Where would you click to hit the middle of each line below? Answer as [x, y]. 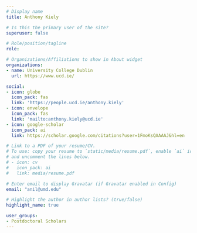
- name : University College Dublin [50, 70]
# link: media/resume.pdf [40, 173]
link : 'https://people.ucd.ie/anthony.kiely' [68, 103]
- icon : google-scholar [35, 124]
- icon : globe [23, 92]
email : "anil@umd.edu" [34, 189]
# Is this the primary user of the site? [57, 28]
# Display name [25, 11]
